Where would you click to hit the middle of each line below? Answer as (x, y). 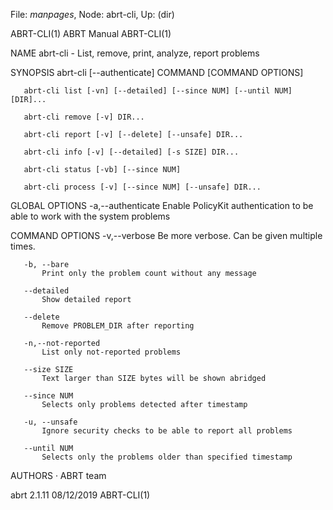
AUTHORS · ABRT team (58, 475)
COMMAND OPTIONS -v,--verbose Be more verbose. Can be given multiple (166, 235)
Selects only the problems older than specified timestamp (167, 457)
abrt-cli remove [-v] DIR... (84, 117)
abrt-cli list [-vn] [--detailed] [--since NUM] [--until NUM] (158, 91)
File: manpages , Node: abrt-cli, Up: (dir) (92, 14)
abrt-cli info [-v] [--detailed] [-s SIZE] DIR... (131, 152)
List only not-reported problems (111, 352)
